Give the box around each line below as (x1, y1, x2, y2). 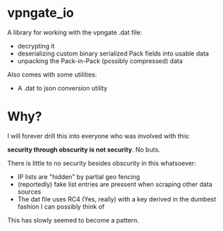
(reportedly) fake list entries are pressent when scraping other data (17, 180, 212, 188)
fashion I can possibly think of (17, 202, 105, 211)
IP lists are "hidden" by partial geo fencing (17, 172, 141, 180)
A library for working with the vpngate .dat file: (7, 28, 143, 37)
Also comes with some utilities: (7, 70, 97, 79)
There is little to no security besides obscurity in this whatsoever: (7, 159, 197, 167)
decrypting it (17, 41, 55, 50)
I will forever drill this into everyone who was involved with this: (7, 131, 191, 140)
